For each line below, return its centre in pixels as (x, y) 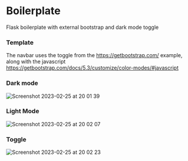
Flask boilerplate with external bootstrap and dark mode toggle (83, 27)
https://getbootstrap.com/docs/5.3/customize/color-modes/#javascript (92, 68)
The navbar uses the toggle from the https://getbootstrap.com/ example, (94, 55)
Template (20, 42)
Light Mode (23, 111)
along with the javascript (36, 62)
